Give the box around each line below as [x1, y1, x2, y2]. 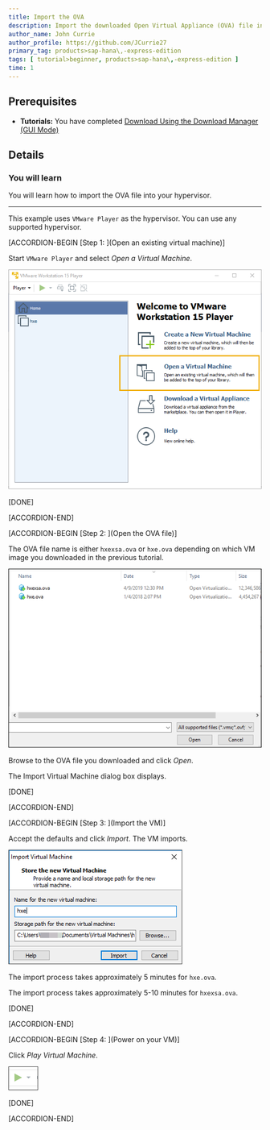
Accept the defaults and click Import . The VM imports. [8, 833, 188, 843]
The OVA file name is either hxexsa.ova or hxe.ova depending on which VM [8, 544, 256, 554]
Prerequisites [8, 95, 77, 109]
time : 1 [8, 64, 35, 73]
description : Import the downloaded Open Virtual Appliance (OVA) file [8, 21, 253, 30]
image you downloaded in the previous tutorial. [8, 553, 164, 563]
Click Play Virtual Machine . [8, 1050, 98, 1060]
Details [8, 148, 44, 162]
